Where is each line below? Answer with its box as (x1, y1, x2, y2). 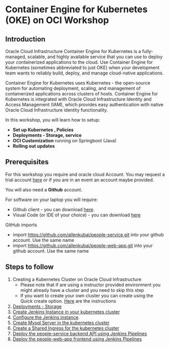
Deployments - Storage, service (12, 132, 82, 138)
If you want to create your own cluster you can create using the (20, 292, 154, 299)
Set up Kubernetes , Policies (12, 127, 74, 133)
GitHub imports (5, 221, 37, 228)
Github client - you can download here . (12, 206, 95, 212)
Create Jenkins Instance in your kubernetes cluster (12, 309, 120, 315)
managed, (5, 54, 26, 60)
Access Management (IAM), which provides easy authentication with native (5, 102, 164, 108)
